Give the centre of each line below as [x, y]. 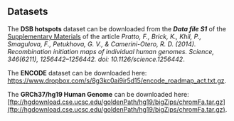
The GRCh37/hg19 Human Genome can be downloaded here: [99, 94]
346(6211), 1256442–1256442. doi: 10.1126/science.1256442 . [96, 59]
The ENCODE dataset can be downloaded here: [77, 73]
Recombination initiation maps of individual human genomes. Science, [111, 51]
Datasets [28, 12]
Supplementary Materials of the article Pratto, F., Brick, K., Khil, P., [104, 36]
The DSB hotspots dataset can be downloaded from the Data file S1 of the [117, 28]
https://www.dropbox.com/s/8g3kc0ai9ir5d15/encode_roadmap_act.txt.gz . [117, 80]
